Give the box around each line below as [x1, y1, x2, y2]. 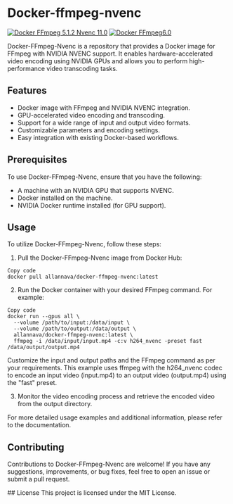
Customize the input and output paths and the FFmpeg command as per [7, 356, 216, 365]
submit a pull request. [7, 475, 70, 484]
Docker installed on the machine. [17, 194, 113, 202]
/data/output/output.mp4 [7, 344, 80, 351]
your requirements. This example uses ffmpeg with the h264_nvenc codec [7, 364, 222, 372]
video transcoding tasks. [46, 64, 118, 73]
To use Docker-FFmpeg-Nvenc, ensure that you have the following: [7, 172, 202, 181]
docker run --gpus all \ [7, 313, 80, 320]
